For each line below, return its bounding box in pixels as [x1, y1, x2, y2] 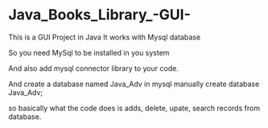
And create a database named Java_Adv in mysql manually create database [8, 79, 260, 89]
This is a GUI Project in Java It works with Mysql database [8, 32, 201, 42]
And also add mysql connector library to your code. [8, 63, 179, 73]
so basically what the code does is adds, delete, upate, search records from [8, 103, 260, 113]
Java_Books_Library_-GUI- [8, 6, 191, 24]
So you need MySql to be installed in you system [8, 47, 170, 57]
